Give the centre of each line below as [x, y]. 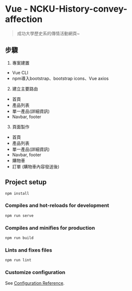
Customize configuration [35, 273]
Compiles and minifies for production [50, 228]
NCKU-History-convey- [79, 9]
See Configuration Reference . [35, 283]
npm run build [19, 238]
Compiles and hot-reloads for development [57, 205]
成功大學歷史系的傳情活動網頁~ [48, 33]
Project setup [26, 182]
